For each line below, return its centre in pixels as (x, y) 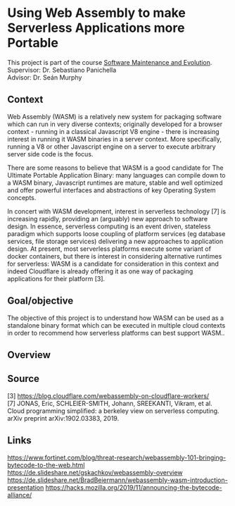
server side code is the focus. (50, 154)
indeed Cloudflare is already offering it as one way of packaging (100, 271)
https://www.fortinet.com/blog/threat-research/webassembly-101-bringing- (117, 457)
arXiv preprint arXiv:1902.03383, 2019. (63, 418)
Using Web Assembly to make (97, 13)
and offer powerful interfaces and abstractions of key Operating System (112, 190)
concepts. (22, 197)
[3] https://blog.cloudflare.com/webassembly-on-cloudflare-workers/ (108, 395)
